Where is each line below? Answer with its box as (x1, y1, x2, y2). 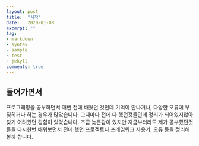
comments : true (6, 63, 44, 70)
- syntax (6, 42, 28, 48)
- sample (6, 47, 28, 53)
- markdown (6, 36, 33, 42)
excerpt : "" (6, 25, 36, 31)
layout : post (6, 8, 39, 15)
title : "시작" (6, 14, 42, 20)
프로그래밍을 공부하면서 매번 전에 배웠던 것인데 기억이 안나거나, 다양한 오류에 (6, 104, 184, 111)
